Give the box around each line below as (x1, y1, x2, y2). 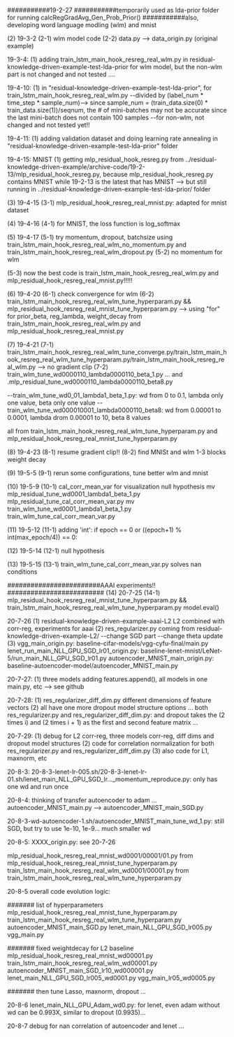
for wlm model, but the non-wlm (129, 63, 222, 71)
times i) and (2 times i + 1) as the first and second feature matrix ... (7, 718, 198, 726)
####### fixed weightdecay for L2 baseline (7, 944, 134, 952)
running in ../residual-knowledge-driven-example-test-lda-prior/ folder (7, 185, 211, 193)
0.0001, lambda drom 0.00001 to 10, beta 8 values (7, 414, 151, 421)
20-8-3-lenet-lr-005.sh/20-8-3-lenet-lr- (31, 768, 147, 776)
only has (193, 775, 218, 783)
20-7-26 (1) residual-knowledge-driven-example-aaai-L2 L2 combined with (7, 617, 225, 625)
